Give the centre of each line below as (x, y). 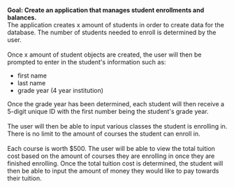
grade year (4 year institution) (60, 91)
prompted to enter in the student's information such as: (87, 62)
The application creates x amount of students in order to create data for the (116, 25)
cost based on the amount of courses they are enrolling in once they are (111, 156)
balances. (22, 17)
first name (32, 75)
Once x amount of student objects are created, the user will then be (104, 55)
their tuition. (24, 178)
